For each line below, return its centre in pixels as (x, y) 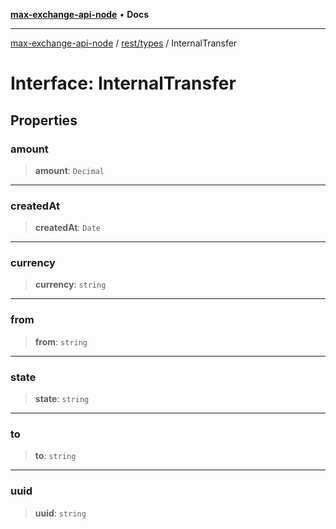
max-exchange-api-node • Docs (79, 14)
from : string (61, 341)
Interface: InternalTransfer (123, 83)
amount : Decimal (69, 170)
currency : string (70, 285)
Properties (44, 120)
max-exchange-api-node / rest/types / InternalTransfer (124, 43)
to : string (55, 456)
